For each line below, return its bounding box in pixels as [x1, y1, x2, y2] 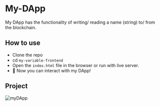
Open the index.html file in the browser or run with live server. [12, 62, 139, 68]
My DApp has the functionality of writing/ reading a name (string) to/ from [5, 19, 156, 25]
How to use [5, 39, 40, 47]
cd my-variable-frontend [12, 57, 63, 63]
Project [5, 82, 28, 90]
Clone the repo [12, 52, 43, 58]
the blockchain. [5, 24, 37, 30]
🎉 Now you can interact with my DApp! [12, 68, 91, 73]
